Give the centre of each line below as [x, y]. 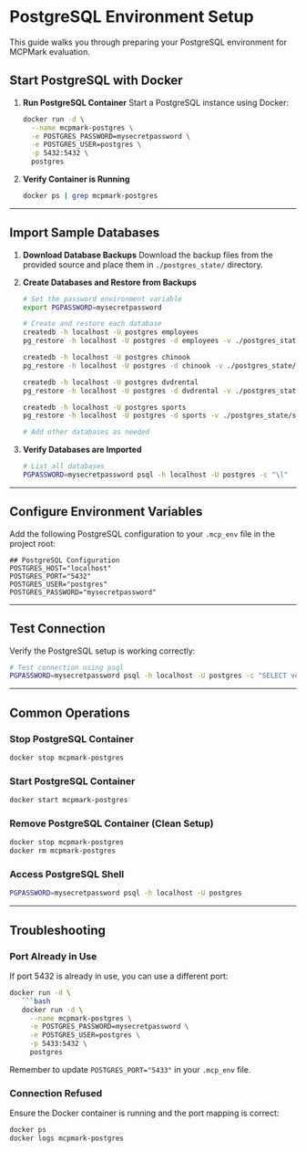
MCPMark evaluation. [50, 51]
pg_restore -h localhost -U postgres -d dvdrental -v [127, 391]
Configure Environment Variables [106, 512]
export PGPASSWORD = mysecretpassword [92, 308]
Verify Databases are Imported [82, 450]
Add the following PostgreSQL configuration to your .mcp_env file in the [142, 534]
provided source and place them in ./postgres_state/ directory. [143, 264]
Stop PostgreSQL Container [72, 738]
